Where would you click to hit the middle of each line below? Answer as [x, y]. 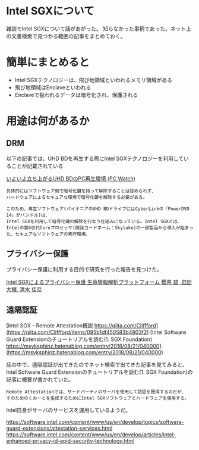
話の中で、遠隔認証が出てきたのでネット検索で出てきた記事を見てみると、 [97, 364]
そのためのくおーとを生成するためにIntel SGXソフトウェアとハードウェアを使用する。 [98, 398]
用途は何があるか [48, 121]
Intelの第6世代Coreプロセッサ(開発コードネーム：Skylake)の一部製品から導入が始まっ [100, 228]
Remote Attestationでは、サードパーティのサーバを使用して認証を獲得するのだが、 [96, 392]
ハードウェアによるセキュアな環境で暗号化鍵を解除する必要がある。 [77, 197]
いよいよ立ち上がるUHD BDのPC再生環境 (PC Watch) [71, 179]
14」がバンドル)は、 [28, 215]
